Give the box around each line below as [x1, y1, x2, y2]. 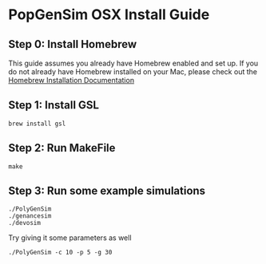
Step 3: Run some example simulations [8, 184, 206, 198]
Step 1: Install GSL [8, 98, 100, 112]
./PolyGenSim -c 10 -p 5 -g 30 [8, 249, 113, 257]
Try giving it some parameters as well [8, 233, 132, 242]
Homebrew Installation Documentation [8, 76, 134, 85]
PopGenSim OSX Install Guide [8, 6, 210, 24]
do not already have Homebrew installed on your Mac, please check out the [8, 67, 258, 77]
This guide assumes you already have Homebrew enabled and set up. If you [8, 58, 259, 68]
